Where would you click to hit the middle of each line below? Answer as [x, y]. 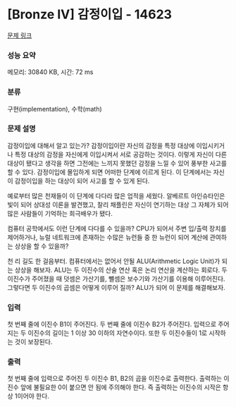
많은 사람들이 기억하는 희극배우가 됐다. [60, 213]
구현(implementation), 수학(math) [55, 109]
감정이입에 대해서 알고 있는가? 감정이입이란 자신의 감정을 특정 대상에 [101, 145]
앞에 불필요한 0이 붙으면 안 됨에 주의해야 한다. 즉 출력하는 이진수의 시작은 [121, 387]
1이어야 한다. [32, 396]
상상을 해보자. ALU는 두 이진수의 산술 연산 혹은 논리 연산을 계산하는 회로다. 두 [121, 269]
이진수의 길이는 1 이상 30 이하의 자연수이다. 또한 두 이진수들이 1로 [118, 333]
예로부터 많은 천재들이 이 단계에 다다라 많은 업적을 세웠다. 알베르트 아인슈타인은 [116, 195]
